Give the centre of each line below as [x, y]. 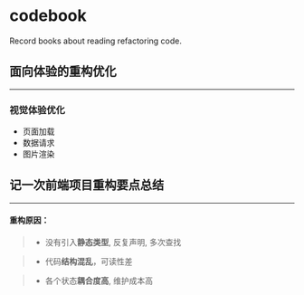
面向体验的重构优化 [63, 72]
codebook [48, 16]
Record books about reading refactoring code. [96, 41]
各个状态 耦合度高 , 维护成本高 [99, 281]
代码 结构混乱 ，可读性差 [89, 262]
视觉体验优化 [38, 109]
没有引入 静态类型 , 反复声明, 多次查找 [113, 243]
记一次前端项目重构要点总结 [87, 185]
